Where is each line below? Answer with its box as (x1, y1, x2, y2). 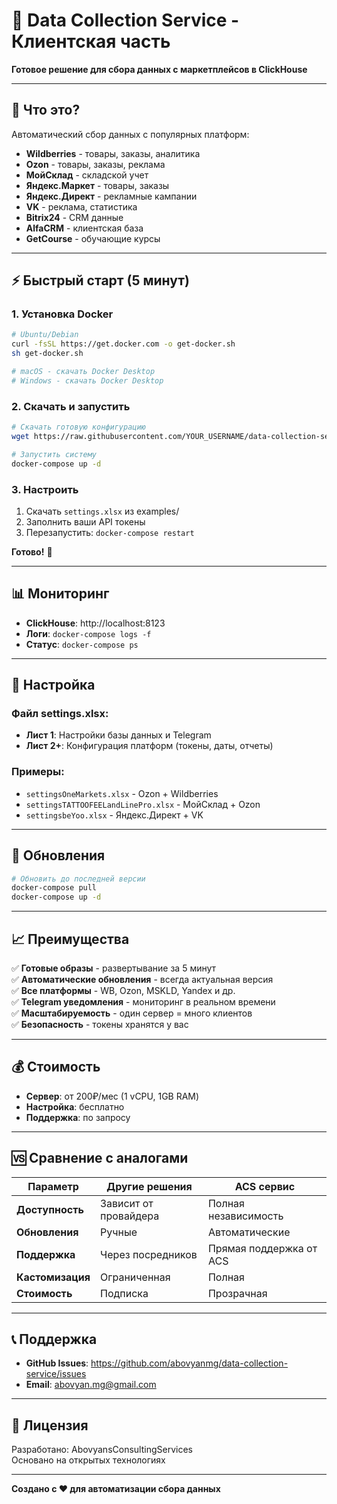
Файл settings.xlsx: (11, 707, 109, 721)
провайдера (100, 1209, 160, 1223)
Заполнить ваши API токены (25, 515, 146, 528)
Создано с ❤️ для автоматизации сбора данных (11, 1483, 221, 1495)
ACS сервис (234, 1179, 296, 1193)
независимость (207, 1209, 284, 1223)
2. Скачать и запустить (11, 399, 131, 413)
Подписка (100, 1286, 149, 1300)
